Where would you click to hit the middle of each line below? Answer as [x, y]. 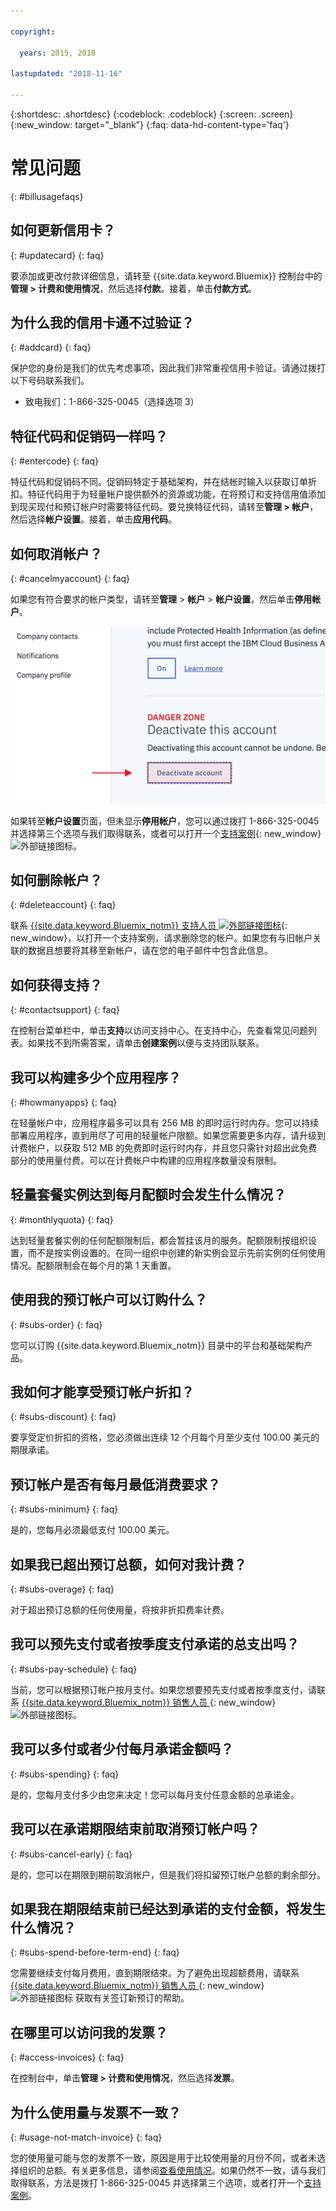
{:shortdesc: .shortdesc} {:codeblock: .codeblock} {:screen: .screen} [152, 114]
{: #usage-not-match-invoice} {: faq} [86, 2137]
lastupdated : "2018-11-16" [66, 74]
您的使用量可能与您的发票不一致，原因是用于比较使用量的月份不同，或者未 [163, 2157]
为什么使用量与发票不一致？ [96, 2112]
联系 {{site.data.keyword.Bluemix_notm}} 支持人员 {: [149, 926]
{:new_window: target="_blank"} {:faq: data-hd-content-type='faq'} [150, 124]
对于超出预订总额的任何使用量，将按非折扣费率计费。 [120, 1610]
